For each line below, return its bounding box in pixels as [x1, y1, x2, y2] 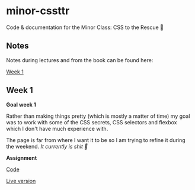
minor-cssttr [6, 4, 70, 18]
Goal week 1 [6, 101, 37, 108]
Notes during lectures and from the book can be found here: [6, 56, 154, 63]
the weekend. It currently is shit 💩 [6, 143, 88, 150]
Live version [6, 177, 36, 184]
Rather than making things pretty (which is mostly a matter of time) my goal [6, 112, 190, 120]
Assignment [6, 154, 37, 161]
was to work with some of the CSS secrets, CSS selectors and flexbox [6, 118, 177, 125]
